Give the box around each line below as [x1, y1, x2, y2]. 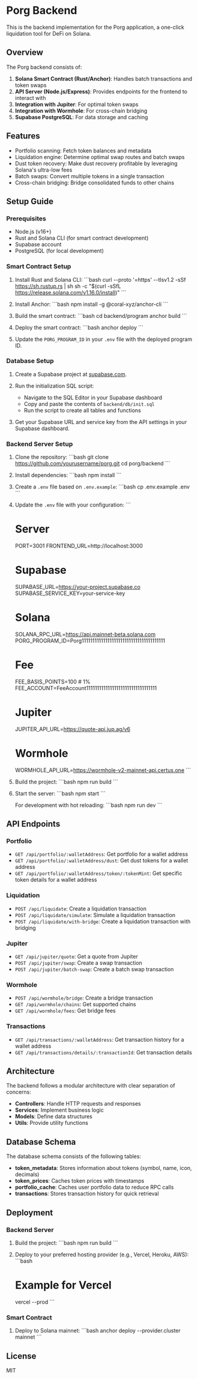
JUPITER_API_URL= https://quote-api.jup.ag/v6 [14, 725, 131, 732]
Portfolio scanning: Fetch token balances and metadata [14, 147, 152, 154]
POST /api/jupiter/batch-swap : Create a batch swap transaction [14, 966, 174, 973]
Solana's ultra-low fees [14, 166, 73, 173]
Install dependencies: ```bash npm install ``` [14, 472, 122, 479]
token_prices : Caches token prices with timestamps [14, 1177, 145, 1184]
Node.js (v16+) [14, 228, 52, 235]
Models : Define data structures [14, 1113, 93, 1120]
